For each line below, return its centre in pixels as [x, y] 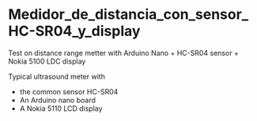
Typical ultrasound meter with [57, 76]
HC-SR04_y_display [74, 31]
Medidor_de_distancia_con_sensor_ [128, 15]
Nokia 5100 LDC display [47, 61]
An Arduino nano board [58, 100]
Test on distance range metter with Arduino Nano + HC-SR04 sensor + [124, 53]
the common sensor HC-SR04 [69, 91]
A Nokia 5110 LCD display [61, 108]
